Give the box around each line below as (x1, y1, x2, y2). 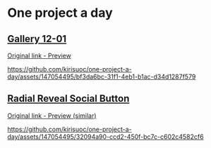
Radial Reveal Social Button (7, 93, 130, 105)
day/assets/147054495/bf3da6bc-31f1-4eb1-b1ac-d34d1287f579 (7, 72, 196, 81)
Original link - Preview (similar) (7, 111, 97, 120)
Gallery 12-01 (7, 33, 67, 45)
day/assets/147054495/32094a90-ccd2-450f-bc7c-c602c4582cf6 (7, 132, 204, 141)
